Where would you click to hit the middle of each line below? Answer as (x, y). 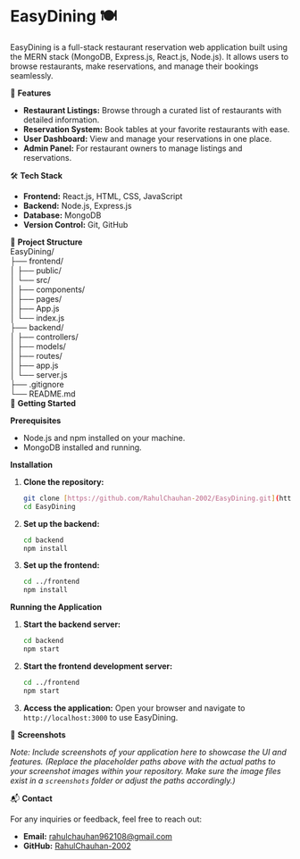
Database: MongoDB (62, 215)
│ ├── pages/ (36, 298)
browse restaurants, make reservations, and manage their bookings (134, 66)
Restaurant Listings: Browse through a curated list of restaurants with (152, 110)
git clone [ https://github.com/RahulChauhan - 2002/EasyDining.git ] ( (151, 498)
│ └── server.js (39, 374)
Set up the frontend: (61, 565)
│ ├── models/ (38, 346)
